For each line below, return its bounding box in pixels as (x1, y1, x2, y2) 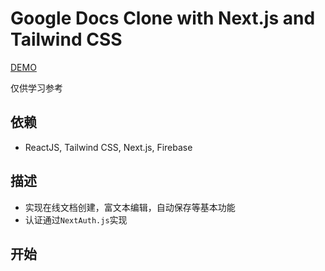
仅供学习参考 (10, 82, 63, 94)
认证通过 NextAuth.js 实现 (24, 213, 128, 226)
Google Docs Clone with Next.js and (10, 7, 316, 30)
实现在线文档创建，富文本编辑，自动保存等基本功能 (24, 201, 236, 213)
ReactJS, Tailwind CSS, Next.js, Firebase (24, 141, 193, 153)
